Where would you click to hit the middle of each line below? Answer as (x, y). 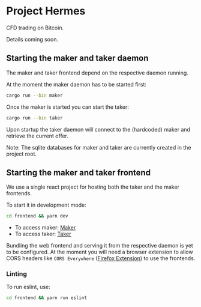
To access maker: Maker (45, 228)
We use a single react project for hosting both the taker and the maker (93, 187)
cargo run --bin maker (34, 95)
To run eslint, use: (28, 287)
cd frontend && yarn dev (37, 216)
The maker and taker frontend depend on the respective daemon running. (97, 73)
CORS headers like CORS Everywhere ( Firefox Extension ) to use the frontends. (101, 258)
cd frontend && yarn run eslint (46, 298)
